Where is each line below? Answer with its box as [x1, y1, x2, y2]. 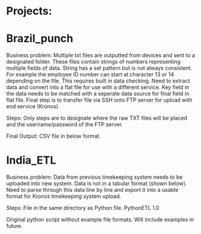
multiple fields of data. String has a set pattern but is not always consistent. [6, 64, 193, 72]
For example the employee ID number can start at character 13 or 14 [6, 71, 175, 78]
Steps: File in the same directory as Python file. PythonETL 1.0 [6, 205, 160, 212]
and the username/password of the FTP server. [6, 121, 123, 128]
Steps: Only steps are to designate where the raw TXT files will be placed [6, 114, 187, 122]
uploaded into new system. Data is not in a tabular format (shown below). [6, 180, 187, 187]
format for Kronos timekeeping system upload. [6, 192, 122, 200]
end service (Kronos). [6, 103, 60, 110]
